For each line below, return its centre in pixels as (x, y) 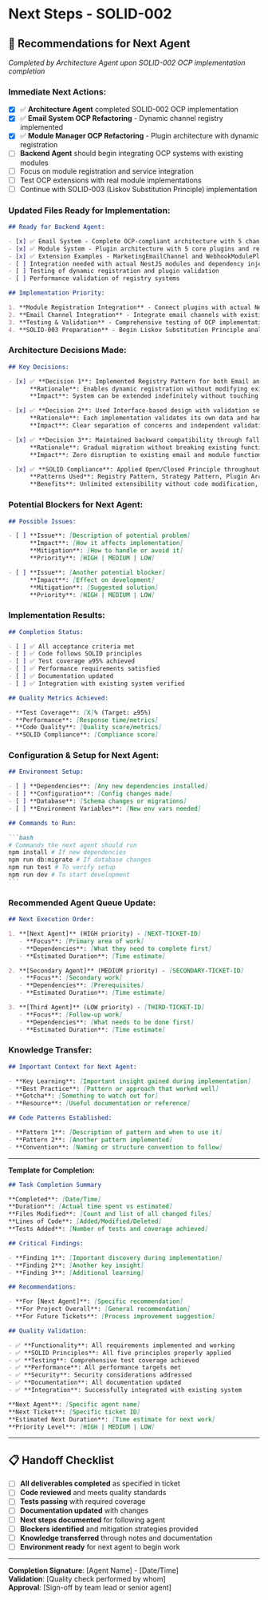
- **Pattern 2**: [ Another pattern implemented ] (91, 1140)
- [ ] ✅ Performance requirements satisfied (84, 669)
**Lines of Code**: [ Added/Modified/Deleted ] (85, 1221)
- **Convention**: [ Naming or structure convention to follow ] (116, 1147)
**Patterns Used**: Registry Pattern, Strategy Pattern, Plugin (138, 477)
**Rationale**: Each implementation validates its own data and (138, 418)
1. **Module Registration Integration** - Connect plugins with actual (130, 308)
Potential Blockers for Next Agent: (76, 505)
